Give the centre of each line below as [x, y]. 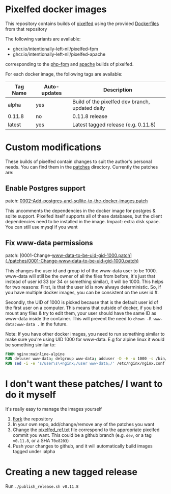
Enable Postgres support [45, 188]
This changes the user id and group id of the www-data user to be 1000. [81, 270]
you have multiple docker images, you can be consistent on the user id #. [82, 292]
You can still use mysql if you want [41, 227]
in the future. [54, 324]
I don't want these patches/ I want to [84, 384]
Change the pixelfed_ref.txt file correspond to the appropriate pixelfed [86, 430]
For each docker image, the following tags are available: [64, 74]
